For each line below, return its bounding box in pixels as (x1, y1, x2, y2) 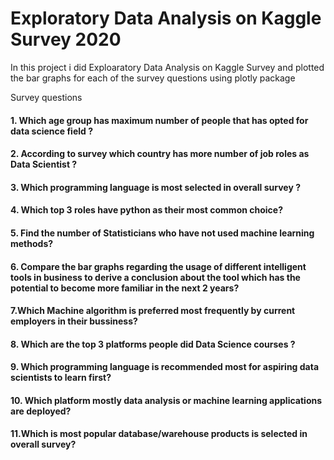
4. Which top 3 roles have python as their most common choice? (10, 204, 283, 216)
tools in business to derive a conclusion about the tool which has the (10, 271, 301, 283)
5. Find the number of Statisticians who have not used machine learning (10, 227, 315, 239)
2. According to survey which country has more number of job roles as (10, 148, 310, 160)
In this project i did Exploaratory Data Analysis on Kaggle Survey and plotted (10, 61, 325, 73)
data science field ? (10, 125, 94, 137)
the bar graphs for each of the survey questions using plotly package (10, 72, 296, 84)
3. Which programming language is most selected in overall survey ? (10, 181, 301, 193)
